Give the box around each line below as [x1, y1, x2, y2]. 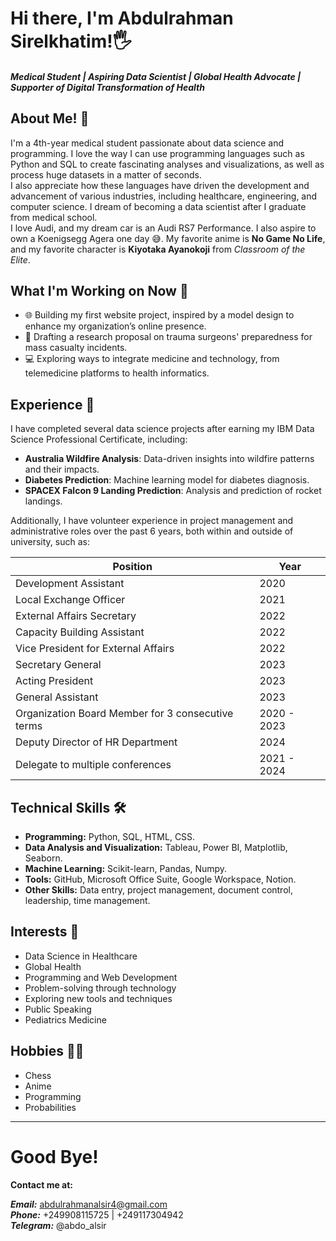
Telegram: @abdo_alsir [10, 1219, 107, 1231]
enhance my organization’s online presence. [24, 320, 207, 332]
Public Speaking [24, 1003, 92, 1015]
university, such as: [10, 536, 90, 548]
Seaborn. [24, 852, 63, 864]
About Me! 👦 [10, 110, 90, 127]
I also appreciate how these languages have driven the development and [10, 179, 310, 191]
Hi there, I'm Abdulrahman [10, 7, 234, 30]
